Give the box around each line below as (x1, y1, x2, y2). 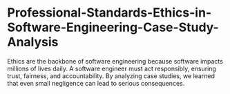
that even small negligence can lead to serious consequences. (7, 79, 185, 87)
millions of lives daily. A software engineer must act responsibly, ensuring (7, 64, 216, 73)
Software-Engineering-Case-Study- (7, 19, 219, 35)
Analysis (7, 35, 59, 50)
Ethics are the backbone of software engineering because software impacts (7, 57, 223, 65)
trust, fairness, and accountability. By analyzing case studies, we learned (7, 71, 215, 80)
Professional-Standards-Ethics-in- (7, 5, 212, 21)
